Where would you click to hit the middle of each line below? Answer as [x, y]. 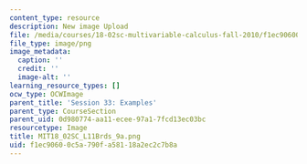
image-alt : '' [44, 77]
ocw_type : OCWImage [47, 94]
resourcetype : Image [49, 128]
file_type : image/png [51, 43]
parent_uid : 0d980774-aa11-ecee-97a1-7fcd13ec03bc [108, 119]
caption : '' [41, 60]
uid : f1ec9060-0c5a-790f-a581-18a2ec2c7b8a [94, 145]
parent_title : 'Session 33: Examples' [83, 102]
